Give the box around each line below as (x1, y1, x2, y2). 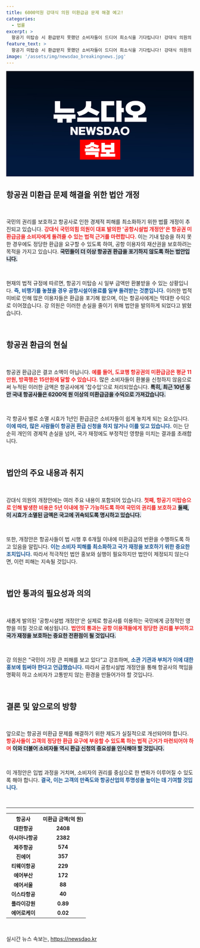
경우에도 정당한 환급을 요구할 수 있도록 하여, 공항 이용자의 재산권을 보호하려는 (12, 241, 192, 248)
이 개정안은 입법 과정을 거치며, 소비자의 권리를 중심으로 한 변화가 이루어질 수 (6, 769, 183, 777)
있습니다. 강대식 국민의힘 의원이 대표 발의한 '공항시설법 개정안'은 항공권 (21, 226, 186, 233)
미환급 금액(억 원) (42, 815, 83, 822)
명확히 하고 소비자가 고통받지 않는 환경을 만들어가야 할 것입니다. (6, 671, 154, 678)
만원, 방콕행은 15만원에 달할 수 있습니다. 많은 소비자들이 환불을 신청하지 (6, 376, 171, 383)
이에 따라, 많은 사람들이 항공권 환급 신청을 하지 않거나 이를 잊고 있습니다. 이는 (6, 422, 183, 429)
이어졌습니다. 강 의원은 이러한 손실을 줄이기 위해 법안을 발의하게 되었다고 (12, 302, 181, 309)
